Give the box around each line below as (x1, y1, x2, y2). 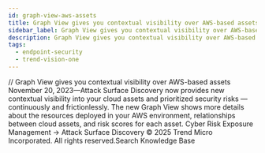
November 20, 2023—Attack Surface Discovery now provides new (8, 85, 225, 95)
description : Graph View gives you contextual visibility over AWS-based (8, 33, 256, 42)
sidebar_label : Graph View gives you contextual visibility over (8, 26, 227, 34)
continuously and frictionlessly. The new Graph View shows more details (8, 102, 244, 111)
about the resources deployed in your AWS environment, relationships (8, 110, 236, 120)
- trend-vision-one (15, 56, 80, 64)
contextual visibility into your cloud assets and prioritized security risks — (8, 94, 248, 103)
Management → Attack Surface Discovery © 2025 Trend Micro (8, 127, 213, 136)
